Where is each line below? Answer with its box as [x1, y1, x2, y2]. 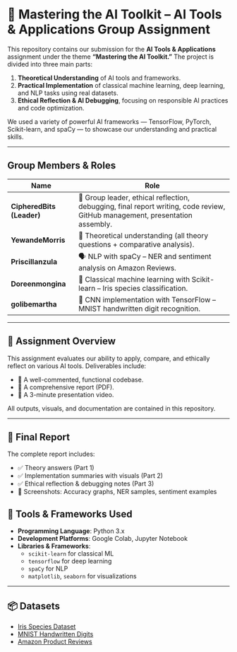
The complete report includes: [7, 450, 95, 459]
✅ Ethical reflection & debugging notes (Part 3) [17, 479, 154, 488]
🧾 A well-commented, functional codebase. [17, 375, 144, 384]
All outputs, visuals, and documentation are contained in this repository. [7, 404, 216, 413]
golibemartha [11, 299, 58, 309]
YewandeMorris [11, 235, 66, 245]
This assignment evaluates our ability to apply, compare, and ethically [7, 354, 210, 362]
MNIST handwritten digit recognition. [78, 304, 201, 314]
